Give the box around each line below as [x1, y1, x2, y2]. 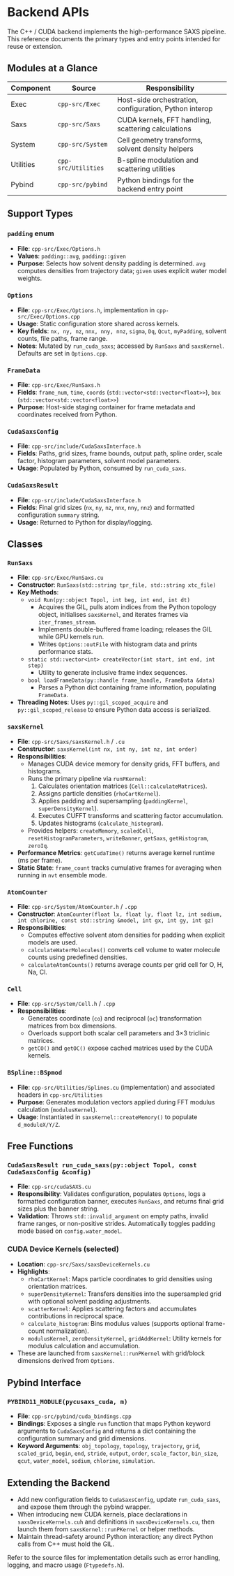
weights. [17, 274, 42, 283]
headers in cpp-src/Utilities [17, 1090, 103, 1099]
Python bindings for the [117, 175, 194, 185]
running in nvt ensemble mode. [17, 870, 107, 879]
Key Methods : [17, 588, 59, 597]
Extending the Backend [7, 1477, 110, 1489]
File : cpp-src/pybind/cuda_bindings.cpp [17, 1412, 132, 1420]
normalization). [46, 1327, 89, 1335]
